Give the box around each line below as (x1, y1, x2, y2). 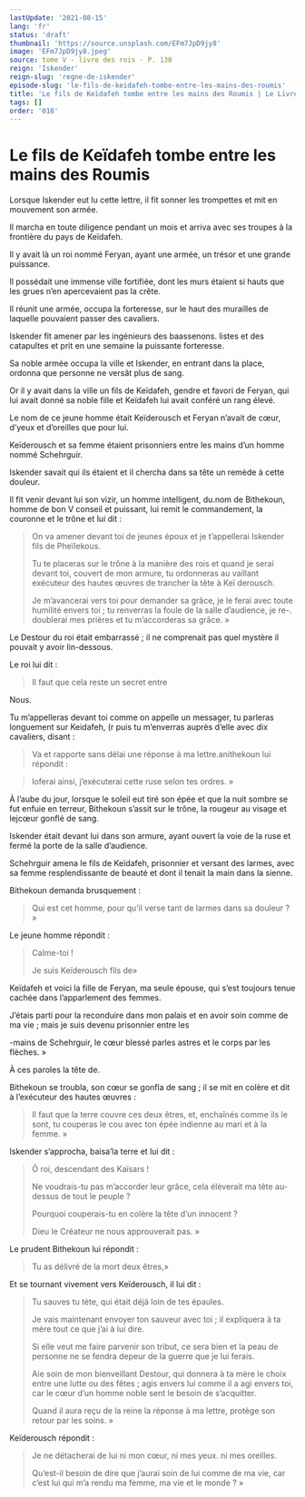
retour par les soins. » (31, 1415, 113, 1426)
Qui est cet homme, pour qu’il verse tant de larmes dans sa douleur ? (31, 902, 290, 913)
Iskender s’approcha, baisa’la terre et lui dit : (9, 1146, 175, 1157)
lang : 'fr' (9, 22, 51, 31)
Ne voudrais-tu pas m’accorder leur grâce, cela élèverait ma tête (31, 1181, 274, 1192)
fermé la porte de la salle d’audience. (9, 841, 148, 852)
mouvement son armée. (9, 204, 98, 215)
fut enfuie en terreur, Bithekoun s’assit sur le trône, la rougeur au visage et (9, 803, 288, 814)
